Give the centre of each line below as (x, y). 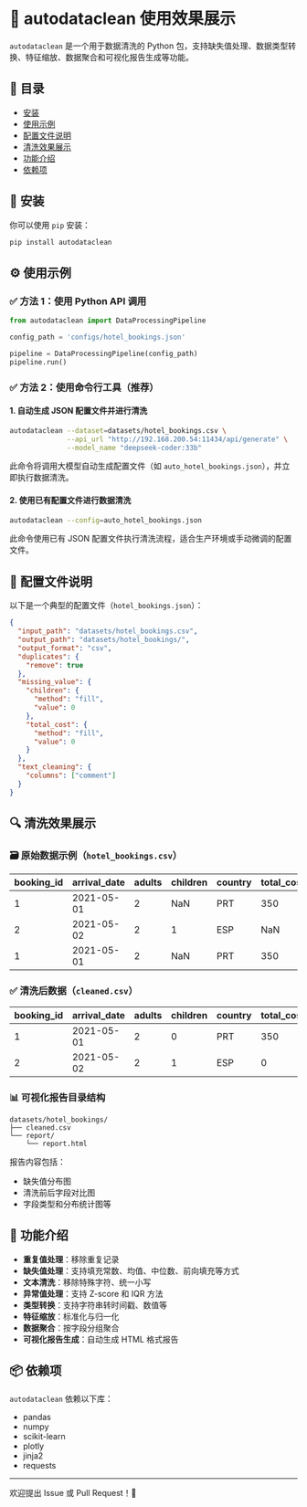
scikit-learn (44, 1436)
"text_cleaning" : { (55, 767)
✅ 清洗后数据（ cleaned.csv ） (74, 991)
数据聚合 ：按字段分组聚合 (71, 1328)
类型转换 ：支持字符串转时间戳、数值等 (95, 1305)
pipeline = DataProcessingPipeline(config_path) (104, 353)
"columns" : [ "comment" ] (71, 776)
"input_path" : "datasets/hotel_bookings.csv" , (108, 631)
